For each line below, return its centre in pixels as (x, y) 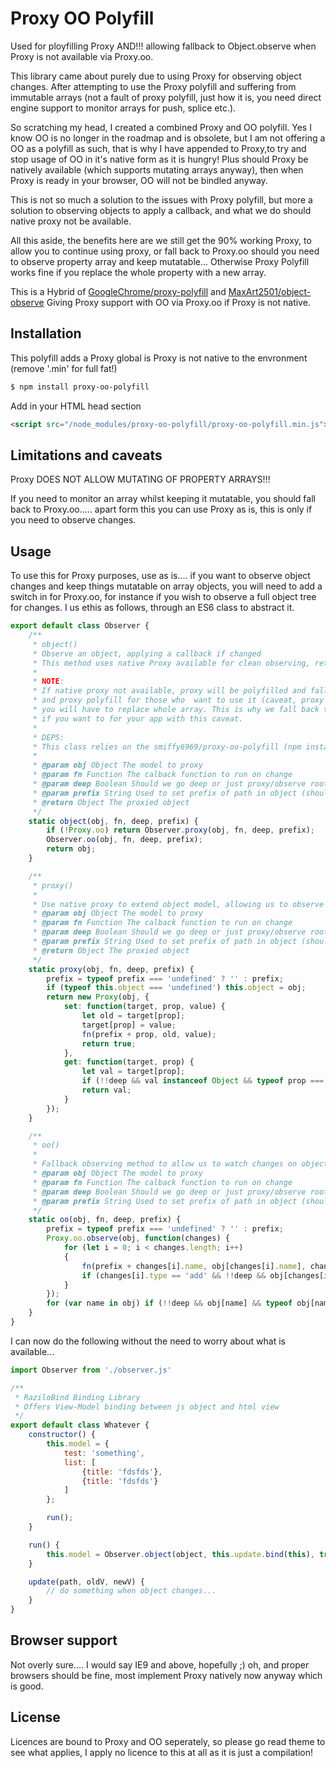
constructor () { (62, 1435)
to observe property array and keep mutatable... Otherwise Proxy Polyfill (160, 261)
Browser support (64, 1640)
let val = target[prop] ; (133, 1072)
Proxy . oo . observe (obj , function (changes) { (138, 1238)
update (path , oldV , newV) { (86, 1582)
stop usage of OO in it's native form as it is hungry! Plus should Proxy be (159, 159)
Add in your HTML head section (76, 406)
